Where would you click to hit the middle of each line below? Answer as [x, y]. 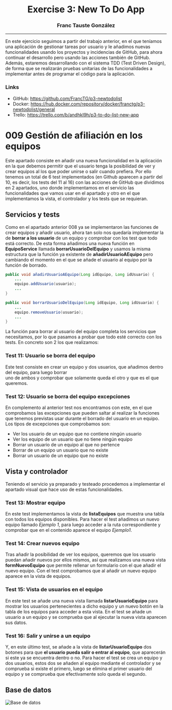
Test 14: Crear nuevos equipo [42, 543]
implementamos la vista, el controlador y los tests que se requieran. [77, 199]
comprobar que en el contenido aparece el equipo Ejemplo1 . [69, 530]
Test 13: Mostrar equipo [35, 503]
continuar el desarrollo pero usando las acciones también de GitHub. [78, 58]
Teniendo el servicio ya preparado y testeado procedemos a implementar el [85, 484]
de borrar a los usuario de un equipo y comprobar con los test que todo [81, 238]
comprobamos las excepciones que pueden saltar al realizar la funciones [82, 413]
